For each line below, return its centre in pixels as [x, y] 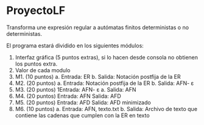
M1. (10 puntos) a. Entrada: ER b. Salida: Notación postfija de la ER [98, 76]
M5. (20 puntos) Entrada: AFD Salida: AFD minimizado [83, 102]
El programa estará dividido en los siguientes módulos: [75, 46]
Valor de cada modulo [43, 70]
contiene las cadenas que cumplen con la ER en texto [83, 115]
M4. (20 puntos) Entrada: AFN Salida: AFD [68, 96]
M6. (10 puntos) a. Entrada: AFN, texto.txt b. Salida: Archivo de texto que [106, 109]
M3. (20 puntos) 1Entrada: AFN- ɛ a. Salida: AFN [76, 89]
